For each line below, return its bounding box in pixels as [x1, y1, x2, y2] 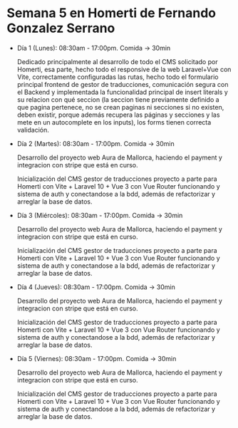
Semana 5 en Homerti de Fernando [6, 5, 217, 21]
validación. [16, 125, 49, 134]
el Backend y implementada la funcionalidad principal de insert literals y [16, 88, 229, 96]
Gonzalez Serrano [6, 20, 115, 36]
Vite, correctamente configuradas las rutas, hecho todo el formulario [16, 73, 219, 81]
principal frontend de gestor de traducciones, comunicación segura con [16, 80, 229, 88]
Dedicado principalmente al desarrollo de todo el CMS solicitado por [16, 57, 218, 66]
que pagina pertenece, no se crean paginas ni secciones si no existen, [16, 103, 224, 111]
